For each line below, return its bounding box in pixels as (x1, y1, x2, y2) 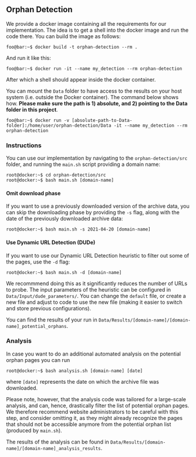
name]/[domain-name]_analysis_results (6, 445, 101, 451)
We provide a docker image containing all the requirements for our (6, 20, 167, 27)
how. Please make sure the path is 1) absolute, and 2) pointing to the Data (6, 100, 188, 107)
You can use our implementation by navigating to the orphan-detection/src (6, 155, 188, 162)
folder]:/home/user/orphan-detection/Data (6, 123, 111, 128)
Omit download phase (6, 189, 61, 197)
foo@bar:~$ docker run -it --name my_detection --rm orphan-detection (6, 66, 183, 72)
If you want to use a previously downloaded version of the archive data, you (6, 202, 190, 210)
